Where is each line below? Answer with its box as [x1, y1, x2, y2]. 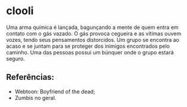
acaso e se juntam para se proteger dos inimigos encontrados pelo [6, 43, 170, 50]
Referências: [6, 72, 55, 82]
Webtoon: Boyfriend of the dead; [14, 87, 96, 95]
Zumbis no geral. [14, 94, 56, 101]
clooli [6, 4, 34, 18]
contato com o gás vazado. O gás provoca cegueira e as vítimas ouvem [6, 30, 182, 37]
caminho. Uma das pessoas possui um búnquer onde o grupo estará [6, 48, 174, 56]
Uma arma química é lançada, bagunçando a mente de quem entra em [6, 24, 179, 31]
